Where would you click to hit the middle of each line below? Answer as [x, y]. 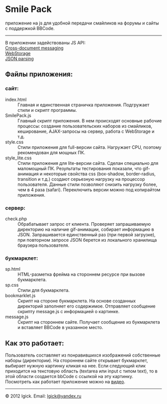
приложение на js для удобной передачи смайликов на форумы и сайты [82, 23]
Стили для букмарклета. [44, 290]
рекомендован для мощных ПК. [51, 152]
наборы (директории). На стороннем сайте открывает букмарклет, [77, 361]
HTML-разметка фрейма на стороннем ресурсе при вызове [81, 274]
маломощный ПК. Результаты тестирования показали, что [80, 168]
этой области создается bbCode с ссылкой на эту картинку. [69, 377]
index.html [16, 99]
